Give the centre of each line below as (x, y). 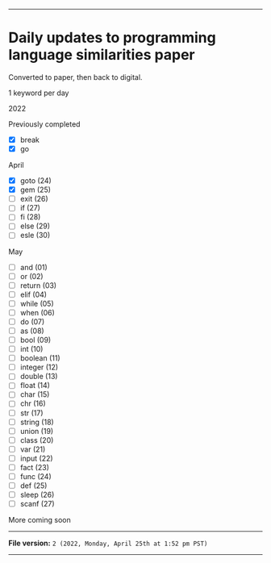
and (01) (34, 267)
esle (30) (35, 236)
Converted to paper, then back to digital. (75, 77)
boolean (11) (40, 358)
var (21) (33, 449)
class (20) (37, 440)
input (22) (37, 458)
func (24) (36, 476)
